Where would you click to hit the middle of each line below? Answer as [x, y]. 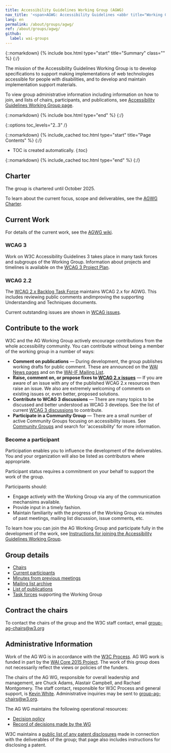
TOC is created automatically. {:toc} [50, 150]
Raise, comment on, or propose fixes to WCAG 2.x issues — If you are [88, 378]
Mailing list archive [32, 584]
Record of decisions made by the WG [52, 724]
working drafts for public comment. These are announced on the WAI [85, 367]
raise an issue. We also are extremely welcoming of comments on [81, 388]
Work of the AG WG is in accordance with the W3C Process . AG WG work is [85, 657]
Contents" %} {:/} [24, 140]
